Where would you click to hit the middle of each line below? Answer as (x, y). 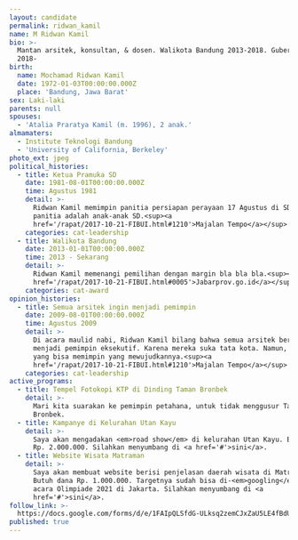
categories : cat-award (67, 290)
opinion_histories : (45, 299)
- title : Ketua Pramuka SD (67, 174)
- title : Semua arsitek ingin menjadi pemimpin (107, 307)
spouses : (25, 117)
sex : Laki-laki (37, 100)
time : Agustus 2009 (61, 324)
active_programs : (41, 382)
